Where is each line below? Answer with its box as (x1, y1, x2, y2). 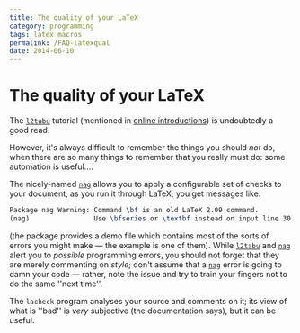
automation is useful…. (9, 161, 94, 172)
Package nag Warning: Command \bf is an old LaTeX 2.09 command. (9, 206, 259, 215)
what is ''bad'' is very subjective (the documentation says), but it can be (9, 305, 277, 316)
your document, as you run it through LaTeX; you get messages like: (9, 188, 261, 199)
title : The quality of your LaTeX (9, 13, 139, 22)
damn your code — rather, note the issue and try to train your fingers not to (9, 268, 287, 279)
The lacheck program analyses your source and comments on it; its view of (9, 295, 287, 306)
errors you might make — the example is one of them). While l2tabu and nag (9, 239, 291, 250)
